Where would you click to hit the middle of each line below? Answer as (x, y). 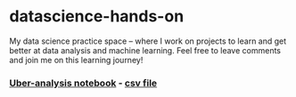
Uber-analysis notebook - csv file (83, 83)
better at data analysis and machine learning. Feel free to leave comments (145, 50)
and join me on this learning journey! (76, 60)
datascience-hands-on (97, 16)
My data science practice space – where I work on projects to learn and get (148, 41)
